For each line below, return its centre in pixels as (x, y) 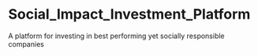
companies (26, 44)
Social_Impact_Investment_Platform (129, 14)
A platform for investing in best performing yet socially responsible (116, 36)
